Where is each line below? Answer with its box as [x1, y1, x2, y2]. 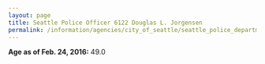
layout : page [8, 11, 51, 20]
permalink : [8, 26, 44, 34]
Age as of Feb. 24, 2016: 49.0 [8, 48, 106, 57]
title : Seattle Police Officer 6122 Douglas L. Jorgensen [8, 19, 203, 27]
